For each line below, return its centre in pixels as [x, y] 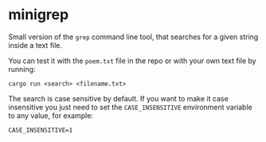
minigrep [39, 15]
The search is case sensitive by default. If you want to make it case [118, 98]
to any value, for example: [51, 115]
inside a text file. [35, 45]
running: [22, 69]
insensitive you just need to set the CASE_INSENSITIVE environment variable [130, 107]
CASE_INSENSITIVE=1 [41, 130]
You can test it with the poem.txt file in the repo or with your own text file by [132, 61]
